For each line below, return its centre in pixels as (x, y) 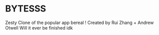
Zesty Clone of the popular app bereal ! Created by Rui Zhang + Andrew (79, 22)
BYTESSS (26, 9)
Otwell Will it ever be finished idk (39, 27)
